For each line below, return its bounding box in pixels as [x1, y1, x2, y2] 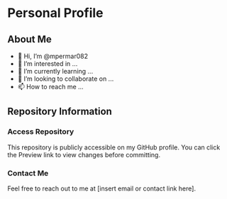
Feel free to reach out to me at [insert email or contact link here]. [7, 184, 196, 193]
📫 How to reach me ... [17, 83, 84, 91]
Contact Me [7, 168, 49, 178]
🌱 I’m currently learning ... [17, 67, 94, 75]
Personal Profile [7, 5, 104, 21]
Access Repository [7, 127, 74, 137]
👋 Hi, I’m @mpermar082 [17, 52, 89, 60]
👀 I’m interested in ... [17, 59, 78, 68]
